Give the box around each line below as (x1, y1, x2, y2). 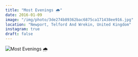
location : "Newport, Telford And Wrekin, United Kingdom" (5, 22, 131, 27)
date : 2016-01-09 (5, 12, 42, 17)
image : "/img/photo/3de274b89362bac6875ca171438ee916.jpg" (5, 17, 134, 22)
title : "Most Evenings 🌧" (5, 7, 62, 13)
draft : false (5, 31, 33, 36)
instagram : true (5, 27, 40, 32)
